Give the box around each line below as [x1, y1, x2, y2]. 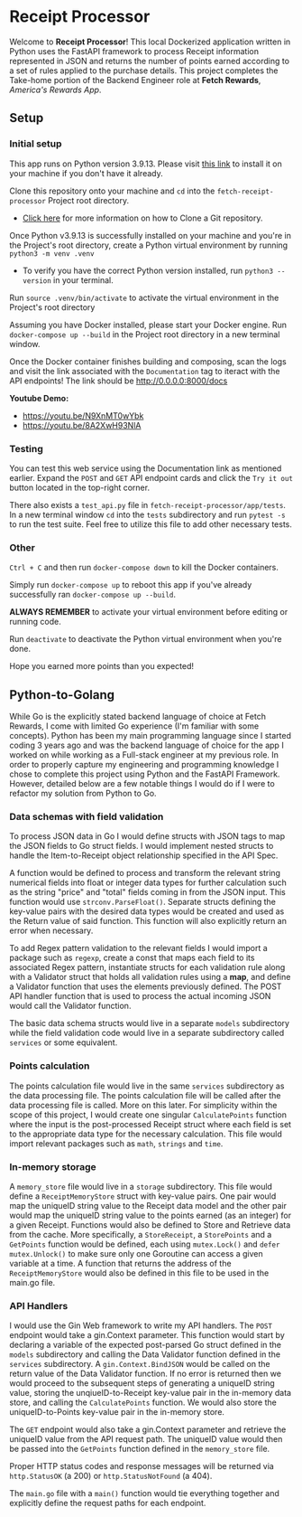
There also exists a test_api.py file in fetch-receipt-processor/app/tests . [9, 499, 287, 510]
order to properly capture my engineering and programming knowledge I [9, 759, 279, 770]
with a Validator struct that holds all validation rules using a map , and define [9, 972, 291, 983]
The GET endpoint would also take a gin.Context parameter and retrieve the [9, 1424, 287, 1435]
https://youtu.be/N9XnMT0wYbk [22, 410, 144, 421]
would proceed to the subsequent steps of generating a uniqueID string [9, 1378, 275, 1389]
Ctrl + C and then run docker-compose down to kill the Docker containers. [9, 562, 279, 573]
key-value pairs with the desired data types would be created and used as [9, 906, 285, 917]
